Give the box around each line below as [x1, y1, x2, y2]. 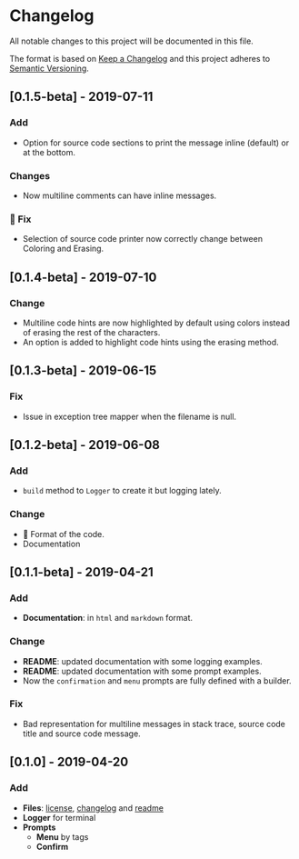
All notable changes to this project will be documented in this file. [9, 35, 254, 46]
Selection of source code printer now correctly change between [22, 234, 264, 245]
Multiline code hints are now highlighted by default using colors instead [22, 317, 291, 328]
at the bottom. [22, 146, 75, 157]
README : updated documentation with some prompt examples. [22, 665, 262, 676]
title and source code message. [22, 728, 141, 739]
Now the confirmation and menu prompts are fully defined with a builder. [22, 674, 293, 686]
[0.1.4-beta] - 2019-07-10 [9, 269, 157, 285]
